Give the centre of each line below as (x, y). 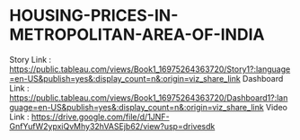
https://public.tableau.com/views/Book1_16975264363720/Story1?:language (150, 69)
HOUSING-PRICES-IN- (94, 16)
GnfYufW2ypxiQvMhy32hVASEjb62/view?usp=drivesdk (112, 126)
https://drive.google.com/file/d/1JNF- (100, 117)
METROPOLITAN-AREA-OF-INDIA (137, 35)
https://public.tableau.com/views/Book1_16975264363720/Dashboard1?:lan (149, 97)
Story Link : (31, 59)
